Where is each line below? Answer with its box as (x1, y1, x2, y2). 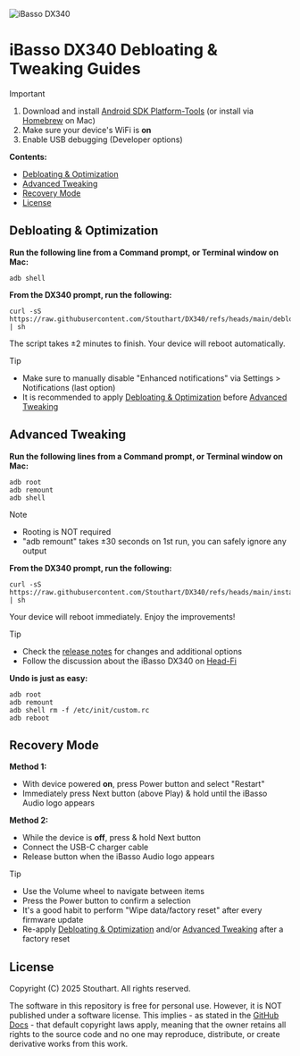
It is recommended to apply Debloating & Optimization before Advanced (21, 392, 287, 402)
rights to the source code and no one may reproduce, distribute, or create (9, 1029, 280, 1040)
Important (9, 88, 46, 98)
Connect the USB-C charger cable (21, 841, 149, 853)
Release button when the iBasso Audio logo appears (21, 851, 215, 862)
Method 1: (9, 761, 47, 773)
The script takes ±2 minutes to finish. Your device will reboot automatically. (9, 338, 286, 349)
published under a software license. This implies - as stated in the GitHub (9, 1010, 279, 1021)
